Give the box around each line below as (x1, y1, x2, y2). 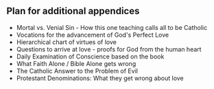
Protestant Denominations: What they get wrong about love (16, 74, 185, 82)
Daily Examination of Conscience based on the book (16, 52, 165, 60)
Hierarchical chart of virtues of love (16, 37, 117, 46)
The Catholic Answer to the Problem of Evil (16, 67, 139, 75)
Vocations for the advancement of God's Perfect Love (16, 31, 169, 39)
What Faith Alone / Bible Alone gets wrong (16, 59, 136, 67)
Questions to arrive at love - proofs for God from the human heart (16, 45, 202, 53)
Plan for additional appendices (6, 5, 140, 17)
